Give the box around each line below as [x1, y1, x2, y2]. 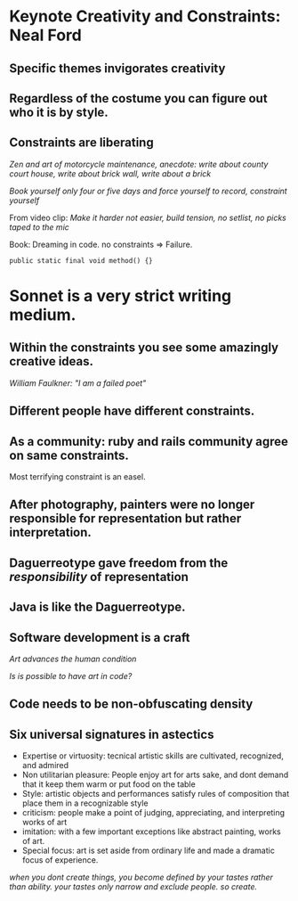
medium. [9, 305, 77, 324]
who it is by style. [9, 104, 109, 119]
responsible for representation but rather [9, 511, 242, 527]
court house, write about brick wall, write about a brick [9, 168, 212, 179]
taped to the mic [9, 221, 69, 233]
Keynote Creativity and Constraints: [9, 6, 281, 27]
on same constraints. [9, 447, 129, 463]
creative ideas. [9, 354, 93, 369]
